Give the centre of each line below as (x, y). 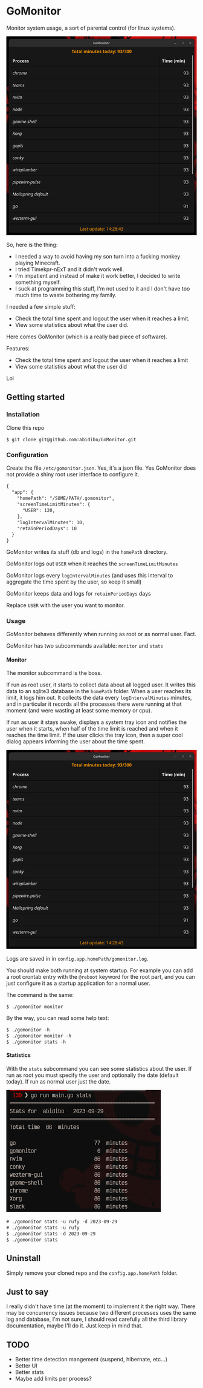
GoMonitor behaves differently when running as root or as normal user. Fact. (101, 634)
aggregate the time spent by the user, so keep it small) (74, 582)
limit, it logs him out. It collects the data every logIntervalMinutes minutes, (99, 698)
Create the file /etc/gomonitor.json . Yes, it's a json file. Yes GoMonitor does (101, 468)
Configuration (27, 455)
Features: (18, 348)
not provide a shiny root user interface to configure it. (73, 474)
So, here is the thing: (32, 245)
